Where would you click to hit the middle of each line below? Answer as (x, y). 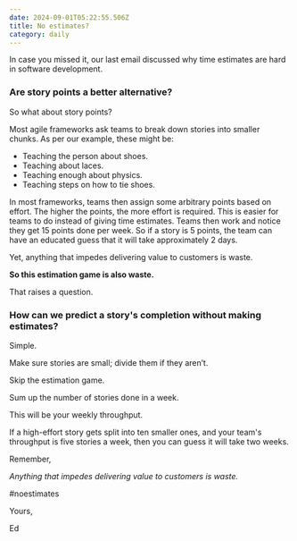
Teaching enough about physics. (82, 174)
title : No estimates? (49, 26)
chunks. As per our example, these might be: (91, 139)
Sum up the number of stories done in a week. (94, 397)
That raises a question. (51, 292)
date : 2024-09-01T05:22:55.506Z (69, 17)
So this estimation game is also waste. (82, 275)
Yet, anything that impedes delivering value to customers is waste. (131, 257)
